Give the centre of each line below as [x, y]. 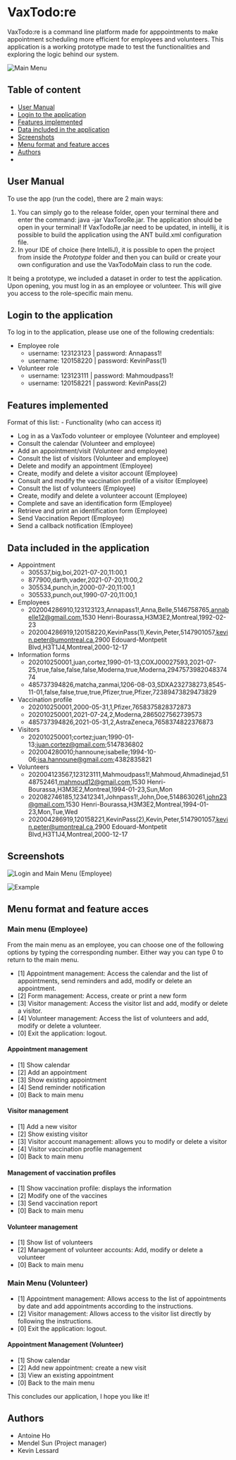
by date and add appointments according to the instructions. [105, 1306]
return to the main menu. [43, 959]
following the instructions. [55, 1321]
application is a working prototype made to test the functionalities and [109, 46]
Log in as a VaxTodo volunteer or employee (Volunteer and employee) [119, 436]
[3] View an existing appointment [66, 1375]
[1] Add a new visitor [47, 1126]
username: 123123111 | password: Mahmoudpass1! [101, 376]
